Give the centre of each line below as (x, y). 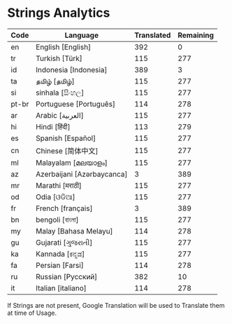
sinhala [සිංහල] (60, 93)
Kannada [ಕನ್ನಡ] (60, 254)
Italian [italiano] (61, 288)
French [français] (64, 208)
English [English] (64, 47)
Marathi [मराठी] (59, 185)
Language (82, 35)
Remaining (196, 35)
